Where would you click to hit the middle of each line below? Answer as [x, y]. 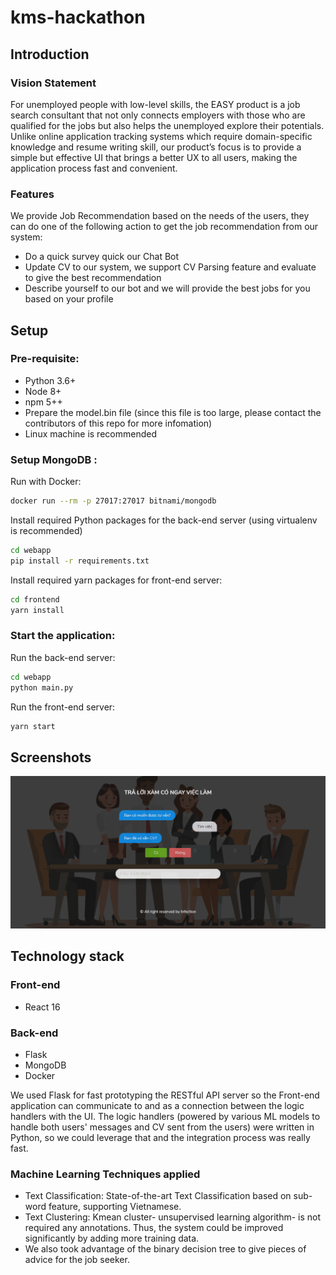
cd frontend [35, 599]
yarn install [37, 610]
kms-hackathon [78, 17]
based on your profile [69, 299]
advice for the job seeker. [77, 1260]
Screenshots [51, 757]
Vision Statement [53, 83]
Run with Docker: [46, 482]
